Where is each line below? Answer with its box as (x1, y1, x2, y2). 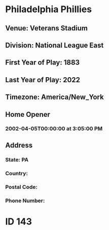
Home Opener (5, 110, 51, 119)
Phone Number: (5, 197, 45, 204)
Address (5, 141, 33, 149)
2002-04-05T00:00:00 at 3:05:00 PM (5, 125, 103, 133)
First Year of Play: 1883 (5, 58, 80, 67)
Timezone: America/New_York (5, 93, 104, 102)
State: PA (5, 156, 29, 163)
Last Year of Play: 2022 (5, 75, 80, 84)
